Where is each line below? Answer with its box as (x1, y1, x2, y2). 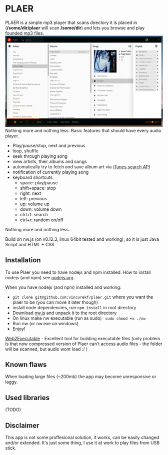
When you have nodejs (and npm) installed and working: (5, 284, 121, 290)
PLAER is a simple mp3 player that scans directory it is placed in (5, 19, 137, 25)
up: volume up (19, 201, 50, 207)
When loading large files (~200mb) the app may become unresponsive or (5, 374, 156, 380)
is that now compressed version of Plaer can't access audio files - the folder (5, 341, 162, 347)
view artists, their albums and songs (12, 158, 87, 164)
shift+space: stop (19, 185, 56, 191)
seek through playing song (12, 153, 67, 159)
